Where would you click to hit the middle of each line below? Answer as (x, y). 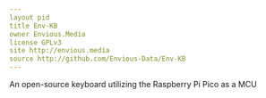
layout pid (30, 17)
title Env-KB (34, 26)
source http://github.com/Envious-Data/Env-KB (98, 59)
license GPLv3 (36, 42)
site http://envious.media (60, 51)
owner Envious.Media (48, 34)
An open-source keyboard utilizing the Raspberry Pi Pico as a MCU (133, 84)
